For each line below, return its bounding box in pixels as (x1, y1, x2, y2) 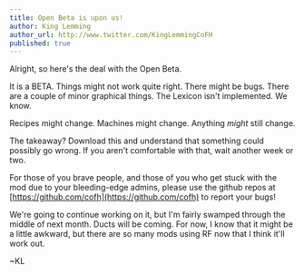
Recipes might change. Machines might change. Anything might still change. (9, 118, 296, 129)
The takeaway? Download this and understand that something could (9, 135, 265, 146)
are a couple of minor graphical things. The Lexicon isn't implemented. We (9, 91, 288, 102)
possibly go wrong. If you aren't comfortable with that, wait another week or (9, 145, 294, 156)
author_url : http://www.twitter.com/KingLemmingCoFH (9, 30, 213, 39)
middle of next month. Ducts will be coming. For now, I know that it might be (9, 219, 293, 230)
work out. (9, 238, 45, 250)
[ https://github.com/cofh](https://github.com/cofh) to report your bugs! (9, 191, 277, 202)
